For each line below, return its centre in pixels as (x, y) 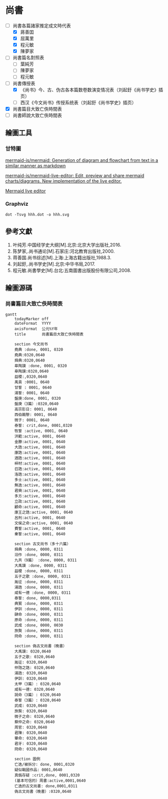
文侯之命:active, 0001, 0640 (44, 523)
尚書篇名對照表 (28, 58)
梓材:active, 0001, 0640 (40, 464)
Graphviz (17, 204)
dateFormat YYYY (33, 324)
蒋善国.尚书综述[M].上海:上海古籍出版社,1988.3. (62, 257)
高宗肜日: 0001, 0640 (36, 409)
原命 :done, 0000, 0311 (39, 620)
